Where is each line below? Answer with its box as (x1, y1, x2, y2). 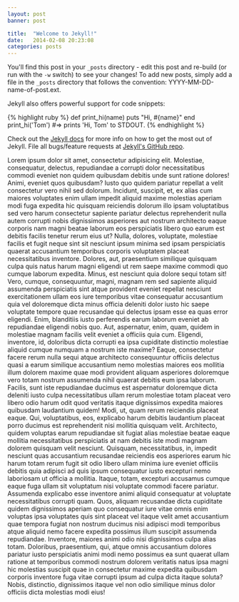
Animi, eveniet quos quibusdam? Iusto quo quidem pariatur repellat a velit (7, 179, 223, 188)
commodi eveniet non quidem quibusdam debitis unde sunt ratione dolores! (7, 171, 230, 180)
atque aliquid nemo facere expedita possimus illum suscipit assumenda (7, 527, 218, 536)
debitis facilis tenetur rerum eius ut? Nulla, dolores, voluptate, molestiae (7, 232, 218, 240)
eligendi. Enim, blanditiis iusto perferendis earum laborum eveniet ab (7, 315, 209, 324)
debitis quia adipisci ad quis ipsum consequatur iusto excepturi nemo (7, 466, 211, 475)
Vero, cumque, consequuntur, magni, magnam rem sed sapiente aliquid (7, 277, 218, 286)
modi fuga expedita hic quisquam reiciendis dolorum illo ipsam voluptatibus (7, 201, 230, 210)
